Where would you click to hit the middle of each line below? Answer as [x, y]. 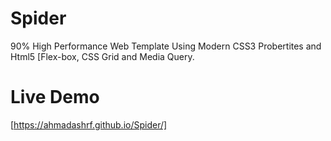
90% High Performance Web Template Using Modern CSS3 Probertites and [166, 46]
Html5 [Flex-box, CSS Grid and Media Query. [102, 56]
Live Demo [55, 97]
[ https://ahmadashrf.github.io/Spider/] [89, 124]
